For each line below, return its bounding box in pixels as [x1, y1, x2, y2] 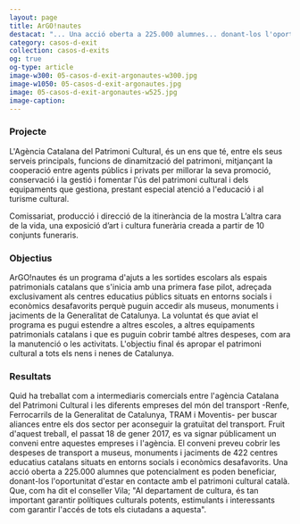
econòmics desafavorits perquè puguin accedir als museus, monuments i [9, 300, 279, 311]
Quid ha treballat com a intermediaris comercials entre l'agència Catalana [9, 390, 279, 402]
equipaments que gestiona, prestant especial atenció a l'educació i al [9, 184, 264, 195]
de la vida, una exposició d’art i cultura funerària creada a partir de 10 [9, 220, 265, 230]
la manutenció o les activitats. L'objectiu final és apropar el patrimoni [9, 338, 262, 349]
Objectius [9, 252, 53, 264]
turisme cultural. [9, 193, 70, 204]
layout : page [9, 12, 58, 22]
